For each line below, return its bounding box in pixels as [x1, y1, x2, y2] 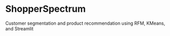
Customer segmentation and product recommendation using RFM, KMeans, [5, 20, 165, 26]
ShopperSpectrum [5, 3, 86, 15]
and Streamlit [5, 25, 34, 31]
